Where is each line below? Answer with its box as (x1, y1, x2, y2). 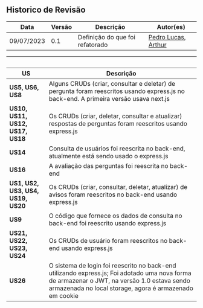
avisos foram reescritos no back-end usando (48, 190, 178, 199)
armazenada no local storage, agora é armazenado (48, 284, 193, 292)
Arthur (148, 40, 167, 49)
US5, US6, (9, 83, 39, 92)
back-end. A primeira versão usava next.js (48, 95, 170, 103)
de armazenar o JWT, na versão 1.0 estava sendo (48, 277, 190, 285)
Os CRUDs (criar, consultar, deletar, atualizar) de (48, 183, 188, 191)
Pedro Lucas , (148, 33, 186, 41)
